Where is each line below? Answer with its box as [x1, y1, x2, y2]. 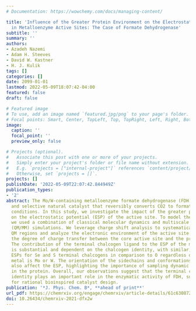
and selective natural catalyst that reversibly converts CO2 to [11, 203, 174, 209]
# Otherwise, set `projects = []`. [6, 171, 98, 177]
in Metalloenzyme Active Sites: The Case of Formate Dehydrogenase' [11, 25, 181, 30]
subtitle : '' [6, 30, 38, 36]
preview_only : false [11, 139, 61, 144]
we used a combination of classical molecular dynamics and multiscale [11, 220, 190, 226]
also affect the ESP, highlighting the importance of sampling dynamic [11, 263, 190, 269]
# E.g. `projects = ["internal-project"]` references [6, 165, 145, 171]
